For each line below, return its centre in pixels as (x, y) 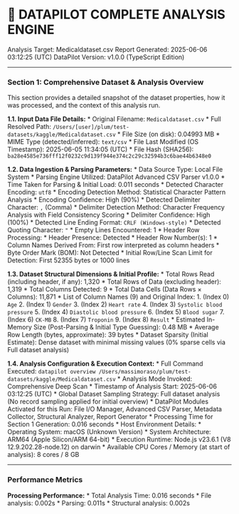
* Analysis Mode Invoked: (155, 379)
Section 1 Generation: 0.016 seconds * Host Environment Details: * (104, 424)
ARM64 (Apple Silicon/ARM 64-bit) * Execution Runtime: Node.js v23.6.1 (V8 (119, 440)
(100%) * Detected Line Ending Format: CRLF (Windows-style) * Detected (114, 222)
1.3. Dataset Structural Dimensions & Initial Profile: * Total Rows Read (111, 274)
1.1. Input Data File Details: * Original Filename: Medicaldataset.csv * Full (115, 119)
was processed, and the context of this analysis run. (84, 106)
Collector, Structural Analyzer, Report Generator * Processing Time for (110, 417)
